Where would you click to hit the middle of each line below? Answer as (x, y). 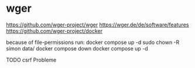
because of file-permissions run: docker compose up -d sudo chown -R (93, 42)
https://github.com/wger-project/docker (54, 30)
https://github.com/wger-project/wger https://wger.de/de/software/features (97, 25)
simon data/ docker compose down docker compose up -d (77, 48)
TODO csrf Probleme (31, 60)
